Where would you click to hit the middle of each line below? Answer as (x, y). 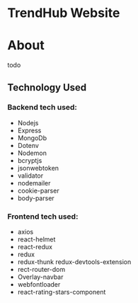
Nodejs (28, 122)
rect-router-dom (41, 270)
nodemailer (34, 183)
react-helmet (36, 239)
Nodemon (32, 153)
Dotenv (28, 145)
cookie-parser (38, 190)
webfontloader (39, 285)
